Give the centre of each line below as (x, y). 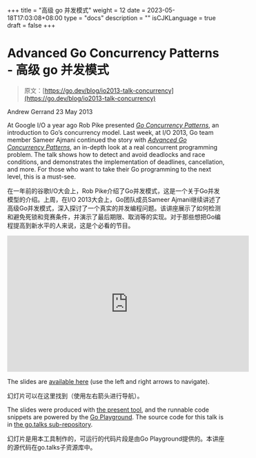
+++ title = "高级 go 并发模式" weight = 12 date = (77, 10)
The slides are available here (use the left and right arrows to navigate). (109, 381)
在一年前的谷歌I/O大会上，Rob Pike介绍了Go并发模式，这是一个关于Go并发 (114, 191)
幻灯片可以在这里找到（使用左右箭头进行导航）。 (75, 396)
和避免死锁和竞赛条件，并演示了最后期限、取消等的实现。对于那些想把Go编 (114, 217)
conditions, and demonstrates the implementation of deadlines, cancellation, (116, 162)
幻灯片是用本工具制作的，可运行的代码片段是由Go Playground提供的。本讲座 (116, 439)
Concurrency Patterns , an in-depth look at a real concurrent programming (112, 147)
